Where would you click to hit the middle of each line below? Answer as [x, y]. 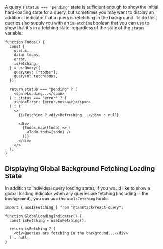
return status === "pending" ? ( [44, 89]
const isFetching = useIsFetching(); [48, 220]
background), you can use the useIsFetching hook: [57, 199]
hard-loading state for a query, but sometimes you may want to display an [80, 12]
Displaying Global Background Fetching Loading [80, 169]
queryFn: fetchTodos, [36, 76]
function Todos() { [25, 42]
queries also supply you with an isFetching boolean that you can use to [77, 23]
